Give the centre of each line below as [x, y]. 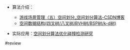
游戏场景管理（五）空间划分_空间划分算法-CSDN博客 [72, 17]
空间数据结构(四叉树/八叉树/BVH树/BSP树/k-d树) [68, 23]
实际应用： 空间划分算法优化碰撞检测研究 [52, 33]
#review [13, 43]
